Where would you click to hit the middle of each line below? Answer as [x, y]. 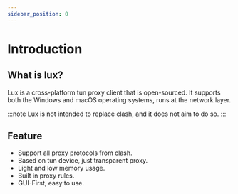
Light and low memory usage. [61, 168]
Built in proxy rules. [46, 176]
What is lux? [35, 75]
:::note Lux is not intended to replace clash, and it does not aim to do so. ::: [117, 114]
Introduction [45, 49]
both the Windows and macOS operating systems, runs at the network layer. [119, 99]
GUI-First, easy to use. [51, 183]
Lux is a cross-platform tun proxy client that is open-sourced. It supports [114, 92]
